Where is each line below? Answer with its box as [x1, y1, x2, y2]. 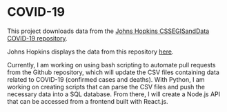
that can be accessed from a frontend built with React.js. [7, 97, 168, 105]
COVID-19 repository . [7, 34, 68, 42]
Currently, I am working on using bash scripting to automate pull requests [7, 60, 216, 69]
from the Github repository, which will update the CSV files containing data [7, 68, 219, 76]
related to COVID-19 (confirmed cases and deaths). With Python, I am [7, 75, 205, 83]
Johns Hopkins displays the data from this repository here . [7, 47, 174, 56]
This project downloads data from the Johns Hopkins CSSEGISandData [7, 27, 210, 35]
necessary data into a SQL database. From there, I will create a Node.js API [7, 90, 221, 98]
